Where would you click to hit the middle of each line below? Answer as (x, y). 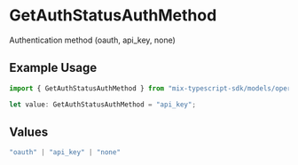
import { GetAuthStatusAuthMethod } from (87, 88)
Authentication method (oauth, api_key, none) (92, 40)
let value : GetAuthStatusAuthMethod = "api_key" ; (103, 104)
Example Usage (53, 68)
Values (29, 132)
